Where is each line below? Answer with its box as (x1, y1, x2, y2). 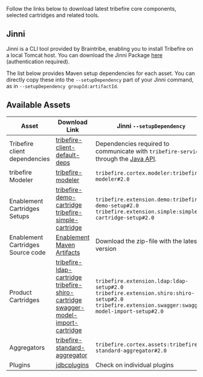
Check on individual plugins (95, 361, 174, 369)
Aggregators (9, 343, 45, 352)
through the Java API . (95, 154, 157, 163)
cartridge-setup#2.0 (95, 214, 155, 221)
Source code (9, 248, 46, 256)
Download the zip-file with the (95, 237, 182, 245)
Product (9, 288, 32, 297)
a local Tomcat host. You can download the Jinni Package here (6, 51, 163, 59)
